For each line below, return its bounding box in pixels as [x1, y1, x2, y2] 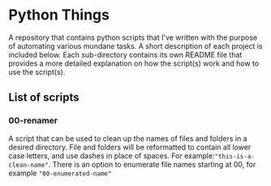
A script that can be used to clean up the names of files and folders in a [8, 133, 247, 143]
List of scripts [8, 91, 80, 105]
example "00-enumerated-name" [8, 168, 112, 178]
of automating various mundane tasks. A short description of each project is [8, 41, 263, 50]
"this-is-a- [214, 152, 256, 160]
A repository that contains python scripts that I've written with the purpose [8, 32, 258, 42]
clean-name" [8, 161, 49, 169]
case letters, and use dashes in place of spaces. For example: [8, 150, 215, 160]
